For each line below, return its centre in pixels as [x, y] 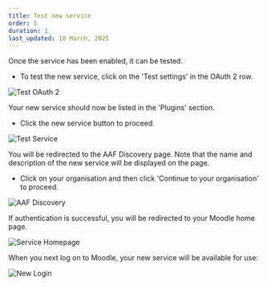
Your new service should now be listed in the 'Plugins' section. [111, 108]
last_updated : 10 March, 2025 [59, 38]
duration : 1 [28, 31]
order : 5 [23, 23]
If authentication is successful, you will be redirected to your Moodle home [131, 219]
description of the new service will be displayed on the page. [109, 163]
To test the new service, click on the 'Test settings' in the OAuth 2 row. [136, 76]
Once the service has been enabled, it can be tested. [95, 61]
